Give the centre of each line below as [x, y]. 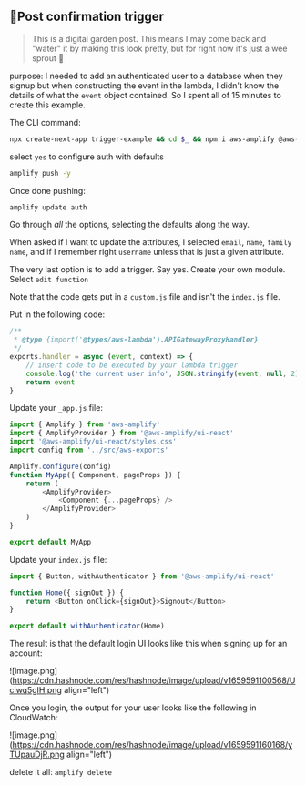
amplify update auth [49, 207]
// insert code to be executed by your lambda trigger [132, 365]
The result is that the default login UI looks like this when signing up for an [148, 644]
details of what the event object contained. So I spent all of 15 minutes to [146, 95]
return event [51, 382]
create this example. [48, 105]
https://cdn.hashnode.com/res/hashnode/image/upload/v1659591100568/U [154, 680]
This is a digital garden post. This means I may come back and [149, 38]
